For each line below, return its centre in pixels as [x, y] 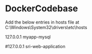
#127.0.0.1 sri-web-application [35, 46]
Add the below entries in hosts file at [42, 22]
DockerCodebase [42, 9]
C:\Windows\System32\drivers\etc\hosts [46, 27]
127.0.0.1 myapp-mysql [28, 37]
